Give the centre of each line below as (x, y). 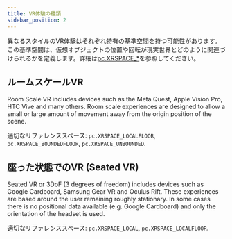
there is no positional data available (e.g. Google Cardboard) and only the (111, 206)
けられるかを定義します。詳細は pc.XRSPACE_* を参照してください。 (104, 58)
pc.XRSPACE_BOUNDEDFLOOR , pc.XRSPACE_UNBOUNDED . (77, 144)
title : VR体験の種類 (34, 14)
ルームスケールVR (45, 82)
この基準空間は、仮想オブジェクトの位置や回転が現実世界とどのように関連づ (116, 49)
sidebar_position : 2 (37, 20)
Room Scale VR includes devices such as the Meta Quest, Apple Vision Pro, (115, 99)
